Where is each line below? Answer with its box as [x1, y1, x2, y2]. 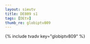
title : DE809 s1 [5, 11, 38, 16]
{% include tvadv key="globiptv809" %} [5, 33, 86, 39]
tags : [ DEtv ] [5, 16, 31, 21]
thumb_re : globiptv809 [5, 20, 51, 25]
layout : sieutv [5, 7, 36, 12]
